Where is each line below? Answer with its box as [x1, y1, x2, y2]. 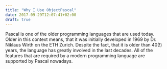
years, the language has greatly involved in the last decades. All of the [5, 47, 153, 54]
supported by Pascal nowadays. [5, 58, 73, 64]
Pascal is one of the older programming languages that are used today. [5, 31, 155, 37]
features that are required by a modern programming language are [5, 53, 146, 59]
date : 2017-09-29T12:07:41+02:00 [5, 12, 77, 17]
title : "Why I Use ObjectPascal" [5, 7, 77, 13]
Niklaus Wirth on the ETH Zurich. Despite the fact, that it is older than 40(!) [5, 42, 162, 48]
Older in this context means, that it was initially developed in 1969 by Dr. [5, 36, 157, 42]
